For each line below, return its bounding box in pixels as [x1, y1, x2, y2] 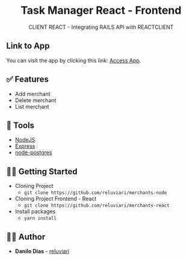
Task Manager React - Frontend [20, 4, 182, 17]
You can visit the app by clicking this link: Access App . [6, 56, 141, 64]
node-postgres [14, 149, 52, 156]
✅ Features [6, 74, 49, 85]
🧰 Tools [6, 120, 35, 130]
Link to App [6, 41, 50, 51]
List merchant [14, 103, 49, 110]
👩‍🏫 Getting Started [6, 166, 78, 177]
